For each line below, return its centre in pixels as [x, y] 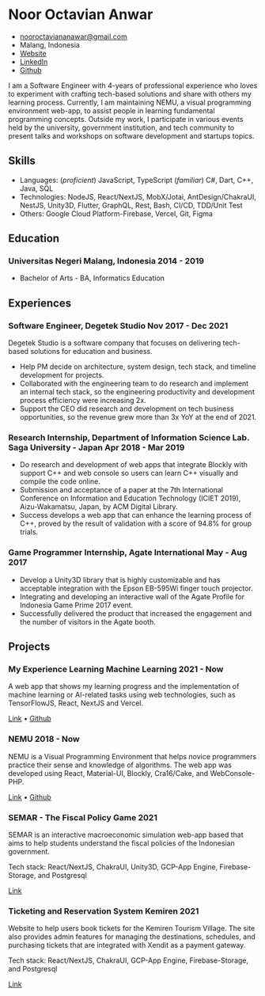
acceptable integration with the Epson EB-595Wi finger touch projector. [136, 588]
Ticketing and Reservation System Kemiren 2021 [104, 910]
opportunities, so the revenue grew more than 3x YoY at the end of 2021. [138, 417]
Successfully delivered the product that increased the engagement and [136, 613]
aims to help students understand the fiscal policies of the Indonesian [121, 843]
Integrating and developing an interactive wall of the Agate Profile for [132, 596]
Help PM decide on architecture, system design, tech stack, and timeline [138, 367]
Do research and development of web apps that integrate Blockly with [133, 465]
